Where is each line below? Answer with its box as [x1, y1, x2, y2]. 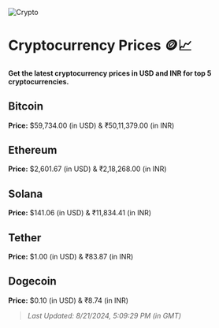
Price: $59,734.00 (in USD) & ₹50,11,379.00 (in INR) [8, 121, 175, 130]
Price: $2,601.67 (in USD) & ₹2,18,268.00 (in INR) [8, 164, 167, 173]
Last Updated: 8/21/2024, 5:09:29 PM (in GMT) [27, 311, 182, 320]
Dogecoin [8, 274, 57, 288]
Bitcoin [8, 99, 44, 114]
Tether [8, 231, 42, 244]
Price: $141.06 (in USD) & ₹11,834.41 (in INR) [8, 208, 152, 218]
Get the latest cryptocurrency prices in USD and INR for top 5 [8, 68, 212, 78]
